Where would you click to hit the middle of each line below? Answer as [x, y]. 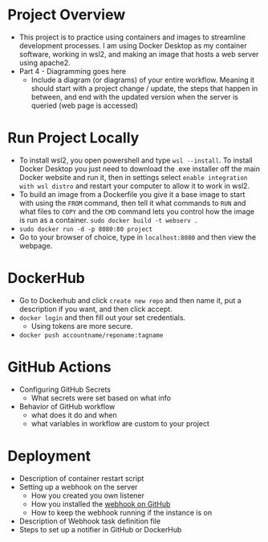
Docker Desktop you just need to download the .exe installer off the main [139, 168]
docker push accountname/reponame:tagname [91, 335]
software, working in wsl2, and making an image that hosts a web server [139, 54]
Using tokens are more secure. [82, 326]
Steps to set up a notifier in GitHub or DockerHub [100, 529]
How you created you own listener [88, 495]
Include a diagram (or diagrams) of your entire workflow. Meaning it [142, 80]
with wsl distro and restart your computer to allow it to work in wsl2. [134, 186]
